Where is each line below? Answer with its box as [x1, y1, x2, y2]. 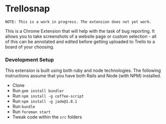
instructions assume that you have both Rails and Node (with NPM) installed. [5, 73, 162, 79]
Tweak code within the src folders [12, 114, 82, 120]
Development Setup [5, 56, 54, 63]
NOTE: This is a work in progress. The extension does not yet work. [5, 19, 152, 24]
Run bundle [12, 104, 36, 110]
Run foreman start [12, 109, 51, 115]
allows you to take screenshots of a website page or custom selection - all [5, 33, 157, 39]
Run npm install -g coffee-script [12, 93, 84, 99]
